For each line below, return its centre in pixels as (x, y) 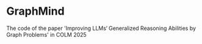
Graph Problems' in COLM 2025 (46, 34)
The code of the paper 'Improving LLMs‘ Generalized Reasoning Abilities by (101, 28)
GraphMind (36, 11)
